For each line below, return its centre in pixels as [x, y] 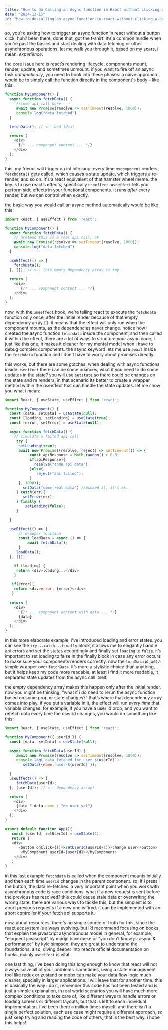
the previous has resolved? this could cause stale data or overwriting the [80, 897]
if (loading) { [30, 566]
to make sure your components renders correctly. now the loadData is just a [83, 661]
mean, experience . [24, 54]
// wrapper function [40, 533]
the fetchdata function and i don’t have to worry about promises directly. [80, 354]
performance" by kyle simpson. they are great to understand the [71, 944]
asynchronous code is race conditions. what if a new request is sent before [83, 891]
